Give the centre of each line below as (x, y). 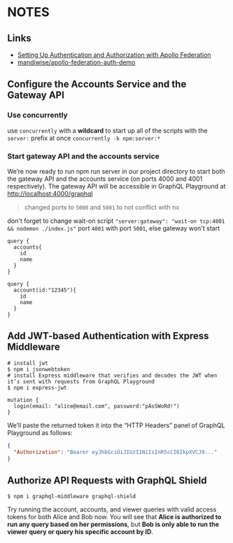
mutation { (23, 400)
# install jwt (28, 363)
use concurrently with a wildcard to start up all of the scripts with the (107, 130)
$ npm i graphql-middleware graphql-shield (72, 497)
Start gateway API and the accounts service (83, 156)
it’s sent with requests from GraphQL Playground (81, 382)
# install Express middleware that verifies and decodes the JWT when (112, 376)
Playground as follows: (40, 432)
